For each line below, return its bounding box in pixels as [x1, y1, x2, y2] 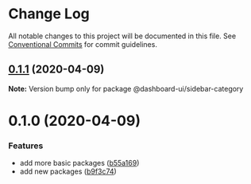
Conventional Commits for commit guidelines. [8, 39, 157, 49]
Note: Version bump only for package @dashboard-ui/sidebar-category [8, 84, 244, 93]
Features [8, 140, 44, 151]
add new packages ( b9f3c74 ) [19, 166, 117, 176]
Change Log [8, 5, 90, 23]
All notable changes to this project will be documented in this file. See [8, 31, 237, 41]
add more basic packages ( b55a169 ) [19, 159, 140, 168]
